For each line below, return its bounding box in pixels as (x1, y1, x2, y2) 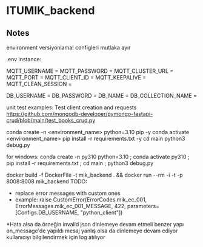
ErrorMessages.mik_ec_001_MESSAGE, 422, (15, 203, 126, 209)
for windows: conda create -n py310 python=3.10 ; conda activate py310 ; (6, 153, 190, 160)
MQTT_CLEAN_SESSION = (6, 80, 72, 87)
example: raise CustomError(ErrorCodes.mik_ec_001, (15, 196, 147, 203)
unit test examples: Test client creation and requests (6, 104, 137, 111)
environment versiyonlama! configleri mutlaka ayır (6, 44, 131, 51)
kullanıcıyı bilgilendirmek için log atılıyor (6, 234, 105, 240)
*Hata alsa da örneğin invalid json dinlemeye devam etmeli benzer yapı (6, 221, 184, 228)
